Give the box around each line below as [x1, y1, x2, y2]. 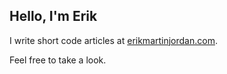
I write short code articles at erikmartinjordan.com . [9, 34, 218, 46]
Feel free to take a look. [9, 54, 107, 66]
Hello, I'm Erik [9, 8, 98, 25]
